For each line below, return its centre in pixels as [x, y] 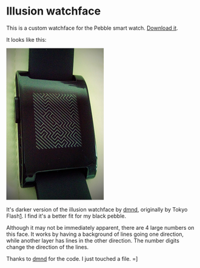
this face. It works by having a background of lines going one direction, [95, 234]
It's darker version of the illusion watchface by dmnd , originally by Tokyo [97, 209]
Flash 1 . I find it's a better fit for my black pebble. [66, 216]
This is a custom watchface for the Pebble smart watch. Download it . [92, 28]
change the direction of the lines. [48, 247]
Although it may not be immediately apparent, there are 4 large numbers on [100, 227]
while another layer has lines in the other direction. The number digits [93, 240]
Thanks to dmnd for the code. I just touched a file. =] [72, 258]
